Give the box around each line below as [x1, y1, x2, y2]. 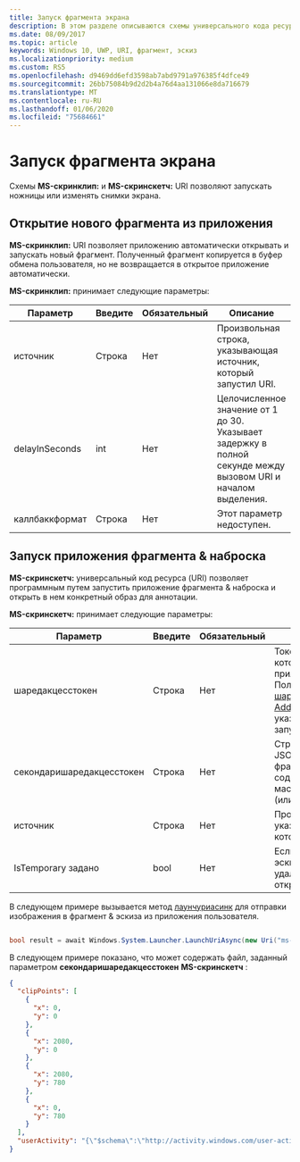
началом [216, 481, 255, 494]
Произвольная [216, 322, 280, 334]
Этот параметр [216, 506, 283, 519]
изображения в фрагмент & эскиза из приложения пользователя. [9, 910, 260, 921]
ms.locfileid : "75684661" [9, 113, 105, 121]
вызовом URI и [216, 470, 281, 482]
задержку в [216, 437, 268, 449]
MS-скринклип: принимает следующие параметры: [9, 285, 210, 296]
